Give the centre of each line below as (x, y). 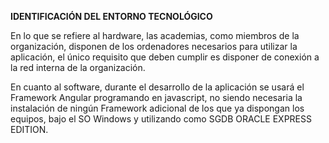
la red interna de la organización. (78, 67)
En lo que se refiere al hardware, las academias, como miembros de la (155, 35)
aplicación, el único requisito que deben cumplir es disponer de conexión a (165, 57)
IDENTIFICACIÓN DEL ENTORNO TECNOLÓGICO (111, 16)
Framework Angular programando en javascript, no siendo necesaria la (156, 97)
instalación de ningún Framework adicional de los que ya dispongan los (157, 108)
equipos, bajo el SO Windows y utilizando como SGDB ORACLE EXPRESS (161, 119)
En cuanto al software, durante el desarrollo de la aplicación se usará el (157, 87)
